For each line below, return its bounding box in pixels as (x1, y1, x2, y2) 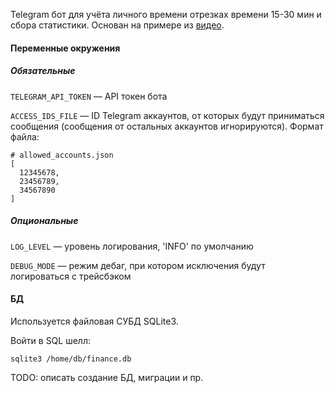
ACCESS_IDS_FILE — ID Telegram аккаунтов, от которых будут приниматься (10, 109, 325, 121)
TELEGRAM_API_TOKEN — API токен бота (10, 90, 168, 102)
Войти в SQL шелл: (10, 334, 91, 346)
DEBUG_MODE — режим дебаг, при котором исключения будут (10, 259, 266, 271)
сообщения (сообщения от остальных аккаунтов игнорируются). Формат (10, 120, 324, 132)
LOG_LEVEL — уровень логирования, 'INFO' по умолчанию (10, 240, 254, 252)
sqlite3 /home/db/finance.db (10, 354, 132, 364)
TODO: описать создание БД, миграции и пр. (10, 371, 204, 383)
